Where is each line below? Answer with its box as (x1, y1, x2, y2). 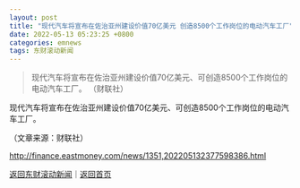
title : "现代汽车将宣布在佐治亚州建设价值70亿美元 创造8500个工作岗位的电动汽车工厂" (9, 21, 294, 30)
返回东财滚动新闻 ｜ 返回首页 (9, 169, 112, 180)
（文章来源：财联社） (9, 132, 88, 143)
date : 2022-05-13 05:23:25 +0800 (9, 30, 134, 38)
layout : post (9, 13, 58, 22)
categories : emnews (9, 38, 82, 47)
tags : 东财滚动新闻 (9, 47, 74, 56)
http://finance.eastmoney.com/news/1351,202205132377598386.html (9, 150, 267, 161)
